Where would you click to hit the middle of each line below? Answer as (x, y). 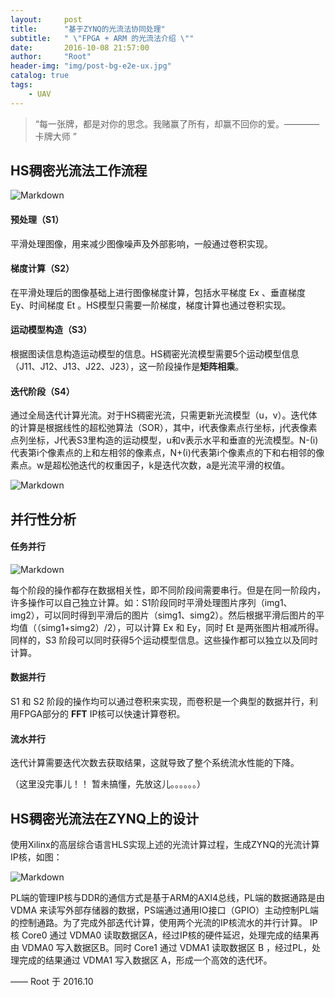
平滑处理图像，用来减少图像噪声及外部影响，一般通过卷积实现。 (141, 243)
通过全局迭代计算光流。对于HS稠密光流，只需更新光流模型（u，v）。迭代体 (164, 415)
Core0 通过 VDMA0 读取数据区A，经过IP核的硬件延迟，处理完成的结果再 (170, 935)
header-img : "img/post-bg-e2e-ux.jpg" (91, 66)
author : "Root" (51, 57)
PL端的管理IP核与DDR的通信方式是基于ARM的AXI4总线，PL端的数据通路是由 (167, 898)
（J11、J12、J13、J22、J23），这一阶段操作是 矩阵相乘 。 (127, 367)
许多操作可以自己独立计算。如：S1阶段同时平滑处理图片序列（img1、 (151, 602)
